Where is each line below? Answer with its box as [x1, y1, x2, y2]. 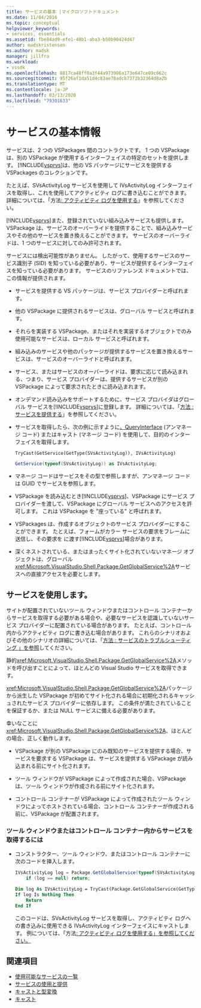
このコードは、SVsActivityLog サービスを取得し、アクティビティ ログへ [14, 914, 191, 922]
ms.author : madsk [6, 48, 50, 54]
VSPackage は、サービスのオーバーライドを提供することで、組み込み [6, 224, 178, 231]
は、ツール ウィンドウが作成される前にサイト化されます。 [14, 782, 158, 790]
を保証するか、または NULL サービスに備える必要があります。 [6, 707, 159, 714]
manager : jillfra [6, 53, 50, 59]
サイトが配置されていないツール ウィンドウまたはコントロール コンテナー [6, 607, 187, 614]
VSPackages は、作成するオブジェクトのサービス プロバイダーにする [14, 520, 185, 527]
